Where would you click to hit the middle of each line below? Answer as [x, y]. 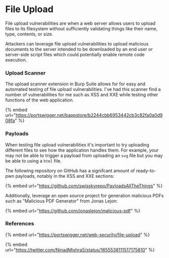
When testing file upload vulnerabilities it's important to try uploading [77, 144]
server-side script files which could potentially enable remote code [75, 55]
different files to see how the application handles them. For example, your [82, 150]
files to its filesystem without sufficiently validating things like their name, [81, 28]
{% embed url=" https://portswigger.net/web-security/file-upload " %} [78, 235]
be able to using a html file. [33, 161]
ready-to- [146, 171]
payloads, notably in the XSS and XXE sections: [65, 176]
